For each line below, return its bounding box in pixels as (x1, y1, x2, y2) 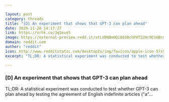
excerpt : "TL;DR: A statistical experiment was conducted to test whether (5, 53, 165, 58)
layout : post (5, 11, 33, 16)
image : (5, 35, 19, 40)
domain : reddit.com (5, 39, 46, 45)
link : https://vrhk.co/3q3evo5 (5, 30, 71, 35)
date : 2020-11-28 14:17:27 (5, 25, 62, 30)
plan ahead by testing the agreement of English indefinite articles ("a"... (5, 91, 153, 97)
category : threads (5, 16, 44, 21)
